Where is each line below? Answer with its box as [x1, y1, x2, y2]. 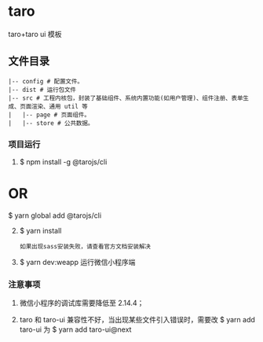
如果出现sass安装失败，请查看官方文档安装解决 [19, 242, 152, 250]
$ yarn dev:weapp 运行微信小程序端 [19, 257, 136, 267]
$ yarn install [19, 226, 62, 235]
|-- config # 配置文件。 [8, 77, 84, 85]
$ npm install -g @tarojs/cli [19, 157, 108, 167]
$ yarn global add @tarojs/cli [8, 211, 102, 220]
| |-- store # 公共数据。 [8, 119, 94, 127]
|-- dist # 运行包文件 [8, 86, 77, 94]
